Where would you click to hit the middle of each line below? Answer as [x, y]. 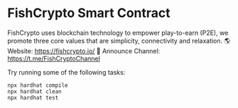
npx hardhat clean [34, 91]
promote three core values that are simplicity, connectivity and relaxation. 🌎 [119, 40]
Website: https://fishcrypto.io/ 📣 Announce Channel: [84, 50]
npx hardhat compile [38, 85]
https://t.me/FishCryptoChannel [54, 58]
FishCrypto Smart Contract [89, 13]
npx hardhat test [33, 97]
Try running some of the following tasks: [66, 72]
